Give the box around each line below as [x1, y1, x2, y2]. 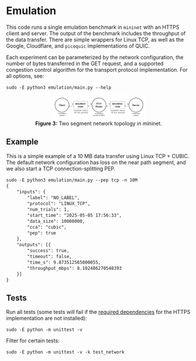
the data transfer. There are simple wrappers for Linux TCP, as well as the [6, 36, 184, 43]
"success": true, [27, 248, 69, 253]
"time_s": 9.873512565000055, [27, 259, 101, 265]
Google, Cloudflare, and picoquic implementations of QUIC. [6, 42, 150, 49]
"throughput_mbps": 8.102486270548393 [27, 265, 122, 271]
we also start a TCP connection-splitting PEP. [6, 165, 116, 172]
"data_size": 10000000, [27, 218, 85, 224]
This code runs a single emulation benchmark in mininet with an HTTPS [6, 24, 180, 31]
